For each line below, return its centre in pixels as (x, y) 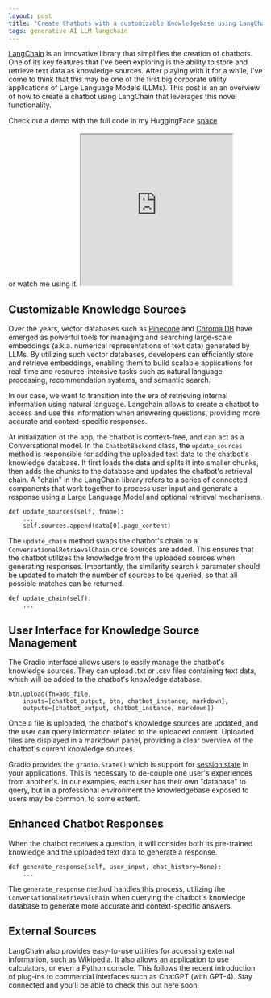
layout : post (30, 16)
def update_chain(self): (50, 599)
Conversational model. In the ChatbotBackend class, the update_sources (125, 446)
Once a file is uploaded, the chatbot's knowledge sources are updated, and (133, 723)
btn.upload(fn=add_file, (50, 694)
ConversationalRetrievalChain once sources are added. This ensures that (131, 550)
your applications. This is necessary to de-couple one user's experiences (130, 773)
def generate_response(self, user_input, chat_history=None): (115, 867)
